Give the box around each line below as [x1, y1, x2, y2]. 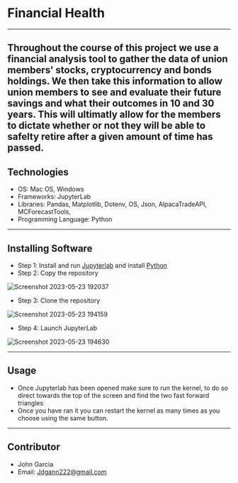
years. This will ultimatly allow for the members [7, 109, 221, 121]
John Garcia [17, 460, 54, 468]
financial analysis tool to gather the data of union [7, 53, 228, 65]
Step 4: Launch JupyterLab [17, 323, 98, 332]
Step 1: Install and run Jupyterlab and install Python [17, 261, 168, 269]
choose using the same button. [17, 413, 108, 422]
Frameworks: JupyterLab [17, 192, 91, 201]
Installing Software [7, 242, 93, 254]
